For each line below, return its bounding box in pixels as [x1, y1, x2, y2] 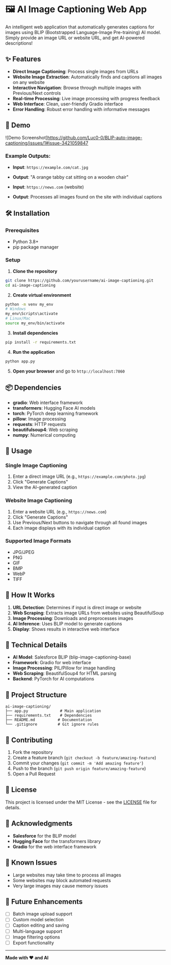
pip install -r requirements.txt [5, 339, 76, 345]
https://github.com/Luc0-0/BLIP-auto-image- [47, 134, 142, 140]
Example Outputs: [5, 153, 51, 160]
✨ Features [5, 55, 41, 64]
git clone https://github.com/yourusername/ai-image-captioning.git [5, 278, 154, 283]
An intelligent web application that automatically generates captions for [5, 23, 155, 30]
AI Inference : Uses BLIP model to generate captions [12, 620, 122, 627]
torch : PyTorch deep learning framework [12, 410, 98, 416]
